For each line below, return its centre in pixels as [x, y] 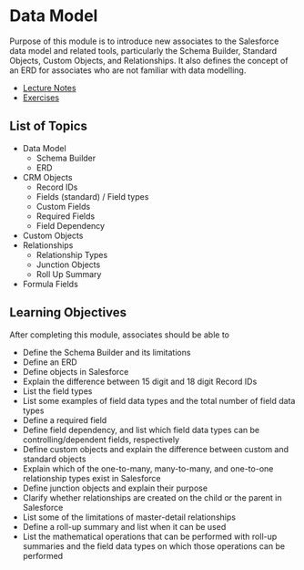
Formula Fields [51, 284]
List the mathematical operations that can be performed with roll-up [150, 536]
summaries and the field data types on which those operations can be [153, 546]
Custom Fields [63, 206]
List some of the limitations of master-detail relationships [129, 517]
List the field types [57, 391]
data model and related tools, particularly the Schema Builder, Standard [143, 50]
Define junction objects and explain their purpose [115, 488]
